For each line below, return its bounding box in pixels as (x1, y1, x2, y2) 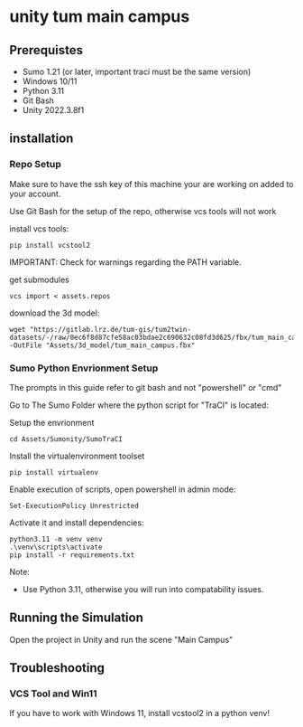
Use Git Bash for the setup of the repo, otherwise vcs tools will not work (9, 205, 277, 216)
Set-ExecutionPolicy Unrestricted (9, 501, 140, 510)
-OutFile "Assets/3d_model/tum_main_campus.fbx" (9, 341, 196, 350)
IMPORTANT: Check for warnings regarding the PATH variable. (9, 256, 242, 268)
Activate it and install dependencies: (9, 517, 144, 528)
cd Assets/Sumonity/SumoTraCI (9, 434, 124, 444)
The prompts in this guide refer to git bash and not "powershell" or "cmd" (9, 382, 282, 392)
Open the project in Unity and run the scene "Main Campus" (9, 634, 234, 645)
